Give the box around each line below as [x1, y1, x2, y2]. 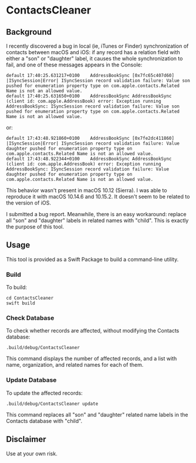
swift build [6, 300, 35, 306]
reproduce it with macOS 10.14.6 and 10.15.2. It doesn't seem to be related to [6, 193, 190, 200]
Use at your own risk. [6, 450, 58, 457]
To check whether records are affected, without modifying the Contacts [6, 327, 180, 334]
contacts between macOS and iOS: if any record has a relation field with [6, 49, 180, 56]
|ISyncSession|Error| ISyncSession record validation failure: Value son [6, 78, 191, 83]
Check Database [6, 314, 55, 322]
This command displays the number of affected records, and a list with [6, 355, 177, 362]
